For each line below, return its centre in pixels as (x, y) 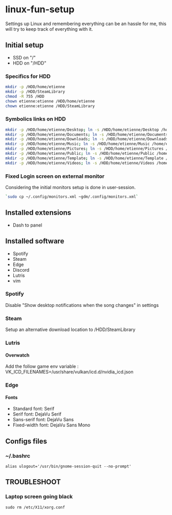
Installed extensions (38, 213)
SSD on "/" (24, 57)
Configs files (26, 441)
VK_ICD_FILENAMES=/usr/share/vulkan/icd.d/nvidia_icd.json (69, 372)
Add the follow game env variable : (42, 366)
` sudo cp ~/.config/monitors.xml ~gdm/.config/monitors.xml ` (72, 197)
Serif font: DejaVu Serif (37, 414)
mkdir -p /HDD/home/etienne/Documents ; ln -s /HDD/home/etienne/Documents (87, 134)
